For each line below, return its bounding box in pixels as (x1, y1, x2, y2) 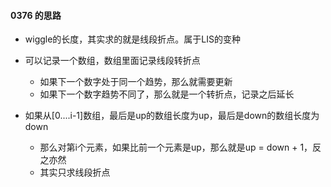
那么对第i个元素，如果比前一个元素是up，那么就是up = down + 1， (39, 141, 313, 154)
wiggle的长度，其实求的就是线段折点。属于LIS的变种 (24, 33, 242, 45)
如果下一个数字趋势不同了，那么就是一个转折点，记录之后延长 (39, 88, 295, 100)
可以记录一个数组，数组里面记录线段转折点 (24, 55, 201, 67)
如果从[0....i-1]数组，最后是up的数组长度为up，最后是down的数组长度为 (24, 110, 320, 122)
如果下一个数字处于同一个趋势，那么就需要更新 (39, 76, 233, 88)
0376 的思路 (10, 9, 62, 21)
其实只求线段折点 (39, 166, 111, 179)
